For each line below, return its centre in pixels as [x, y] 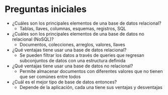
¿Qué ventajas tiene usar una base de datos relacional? [69, 50]
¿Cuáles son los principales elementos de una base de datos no [78, 34]
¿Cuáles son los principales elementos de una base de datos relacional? [87, 23]
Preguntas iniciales [46, 9]
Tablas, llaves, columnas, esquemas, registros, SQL [73, 28]
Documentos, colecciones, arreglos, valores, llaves [72, 44]
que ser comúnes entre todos [50, 76]
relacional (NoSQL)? [33, 39]
